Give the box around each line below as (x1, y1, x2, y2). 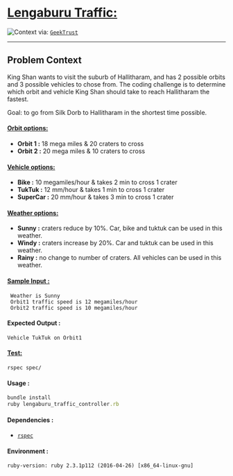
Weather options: (7, 209, 59, 217)
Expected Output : (7, 319, 61, 327)
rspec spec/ (7, 364, 42, 371)
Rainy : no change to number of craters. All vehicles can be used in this (17, 254, 222, 262)
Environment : (7, 447, 49, 455)
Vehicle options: (7, 163, 55, 171)
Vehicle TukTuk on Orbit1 (7, 334, 82, 341)
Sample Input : (7, 276, 50, 285)
